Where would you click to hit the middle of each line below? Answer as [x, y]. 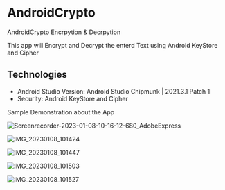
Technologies [37, 75]
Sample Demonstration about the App [61, 112]
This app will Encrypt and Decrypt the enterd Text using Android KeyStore [112, 45]
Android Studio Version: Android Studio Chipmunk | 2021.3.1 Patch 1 [114, 91]
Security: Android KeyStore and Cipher [72, 98]
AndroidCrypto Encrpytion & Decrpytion [64, 32]
